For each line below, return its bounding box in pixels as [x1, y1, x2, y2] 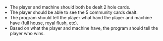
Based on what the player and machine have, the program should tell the [9, 25, 159, 31]
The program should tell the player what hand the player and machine [9, 15, 152, 20]
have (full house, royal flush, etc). [9, 20, 78, 26]
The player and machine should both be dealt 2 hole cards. [9, 4, 130, 10]
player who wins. [9, 31, 45, 36]
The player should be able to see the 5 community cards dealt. [9, 9, 138, 15]
